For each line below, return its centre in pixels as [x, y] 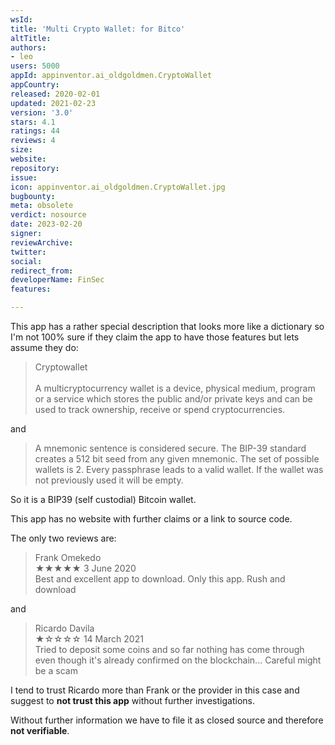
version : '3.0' [42, 112]
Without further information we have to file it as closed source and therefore [167, 720]
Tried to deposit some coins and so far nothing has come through [169, 649]
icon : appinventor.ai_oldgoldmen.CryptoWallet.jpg [118, 187]
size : [21, 150]
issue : [24, 177]
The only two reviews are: [63, 538]
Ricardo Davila [64, 628]
